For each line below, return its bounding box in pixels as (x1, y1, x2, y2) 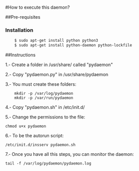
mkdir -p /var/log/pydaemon (14, 91, 73, 96)
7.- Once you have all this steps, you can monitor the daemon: (5, 151, 134, 157)
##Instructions (5, 52, 36, 58)
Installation (5, 26, 34, 33)
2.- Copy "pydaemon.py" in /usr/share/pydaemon (5, 72, 109, 78)
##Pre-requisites (5, 14, 40, 20)
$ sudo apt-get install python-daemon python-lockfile (14, 43, 132, 48)
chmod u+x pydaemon (5, 124, 47, 129)
